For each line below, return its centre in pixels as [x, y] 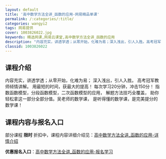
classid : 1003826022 [26, 46]
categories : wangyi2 [26, 23]
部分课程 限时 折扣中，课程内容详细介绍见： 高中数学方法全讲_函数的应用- [80, 135]
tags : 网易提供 [19, 28]
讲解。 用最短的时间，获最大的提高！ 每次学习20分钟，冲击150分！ [86, 86]
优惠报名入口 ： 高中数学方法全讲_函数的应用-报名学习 [59, 152]
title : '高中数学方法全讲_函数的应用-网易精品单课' [52, 14]
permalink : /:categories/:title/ [40, 19]
